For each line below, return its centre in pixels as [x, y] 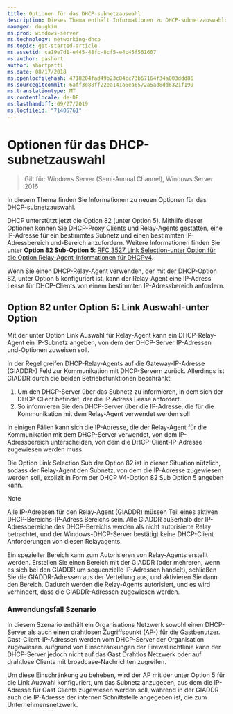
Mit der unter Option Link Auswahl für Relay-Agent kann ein [92, 335]
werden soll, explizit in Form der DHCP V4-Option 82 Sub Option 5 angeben [115, 477]
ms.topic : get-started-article [52, 46]
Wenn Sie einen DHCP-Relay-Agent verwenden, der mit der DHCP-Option [112, 271]
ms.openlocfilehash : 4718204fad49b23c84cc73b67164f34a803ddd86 [101, 78]
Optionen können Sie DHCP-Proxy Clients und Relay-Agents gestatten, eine [115, 228]
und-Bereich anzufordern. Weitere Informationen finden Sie [135, 242]
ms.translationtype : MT [42, 91]
